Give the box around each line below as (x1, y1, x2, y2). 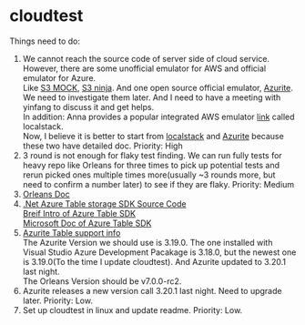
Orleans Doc (22, 188, 70, 199)
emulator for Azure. (22, 72, 97, 83)
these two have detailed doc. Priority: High (22, 140, 184, 151)
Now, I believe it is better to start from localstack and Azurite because (22, 130, 284, 141)
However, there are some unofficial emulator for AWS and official (22, 63, 267, 74)
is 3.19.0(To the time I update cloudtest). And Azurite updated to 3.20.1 (22, 256, 287, 267)
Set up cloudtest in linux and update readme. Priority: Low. (22, 304, 243, 315)
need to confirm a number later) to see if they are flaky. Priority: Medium (22, 178, 295, 189)
